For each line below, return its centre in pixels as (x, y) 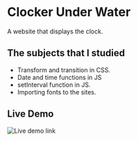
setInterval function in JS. (54, 85)
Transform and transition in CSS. (64, 69)
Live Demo (31, 114)
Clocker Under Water (69, 12)
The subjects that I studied (66, 53)
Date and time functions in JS (59, 77)
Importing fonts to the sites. (57, 92)
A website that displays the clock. (55, 31)
